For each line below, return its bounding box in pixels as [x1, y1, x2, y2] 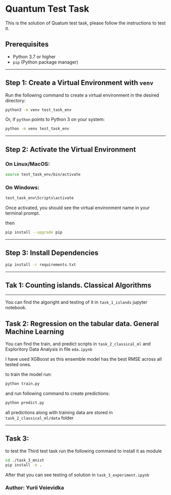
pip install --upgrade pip [5, 230, 63, 235]
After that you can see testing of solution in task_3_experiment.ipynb [5, 472, 150, 478]
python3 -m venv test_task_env [5, 107, 72, 112]
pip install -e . [5, 462, 42, 468]
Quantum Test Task [5, 3, 90, 15]
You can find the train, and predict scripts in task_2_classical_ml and [5, 341, 151, 347]
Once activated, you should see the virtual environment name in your [5, 205, 150, 211]
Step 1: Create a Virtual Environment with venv [5, 78, 154, 87]
